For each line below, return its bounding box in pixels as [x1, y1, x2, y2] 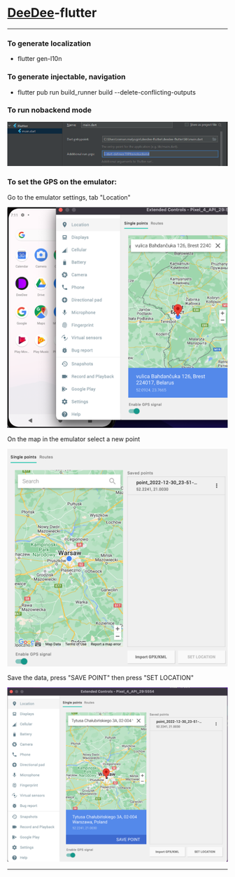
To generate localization [7, 39, 92, 48]
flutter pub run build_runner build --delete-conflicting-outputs [17, 88, 196, 96]
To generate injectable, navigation [7, 72, 126, 82]
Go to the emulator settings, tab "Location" [7, 193, 131, 201]
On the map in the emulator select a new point [7, 435, 141, 443]
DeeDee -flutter [7, 5, 97, 21]
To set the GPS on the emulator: [7, 177, 117, 187]
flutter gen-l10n [17, 55, 62, 63]
